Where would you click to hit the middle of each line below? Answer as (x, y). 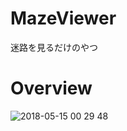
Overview (51, 88)
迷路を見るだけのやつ (54, 47)
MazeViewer (63, 18)
